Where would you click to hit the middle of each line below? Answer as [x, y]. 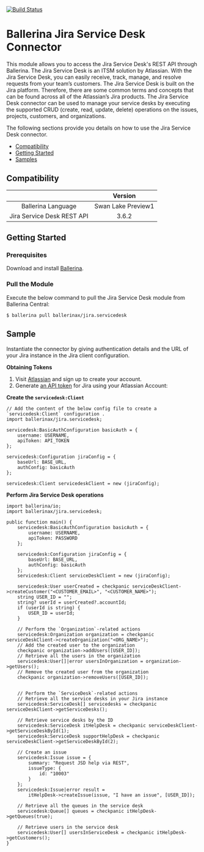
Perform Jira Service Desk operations [55, 495]
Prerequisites [27, 255]
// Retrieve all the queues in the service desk [80, 806]
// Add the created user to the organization [76, 645]
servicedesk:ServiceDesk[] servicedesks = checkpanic [87, 704]
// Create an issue [42, 752]
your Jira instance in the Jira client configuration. [68, 355]
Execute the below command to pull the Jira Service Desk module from [96, 297]
